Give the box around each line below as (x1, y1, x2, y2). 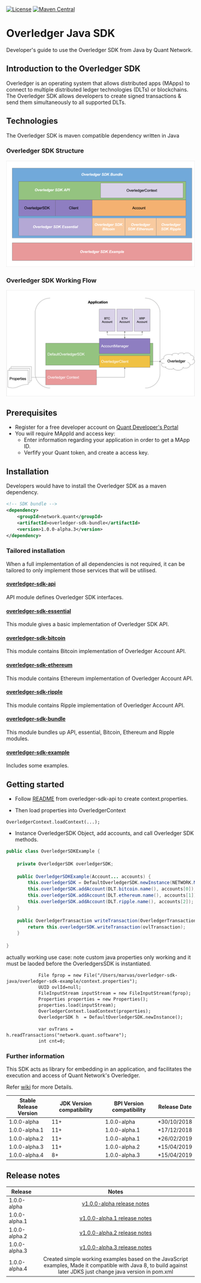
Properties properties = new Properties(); (38, 996, 148, 1002)
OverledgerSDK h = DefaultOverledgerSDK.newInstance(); (38, 1014, 184, 1020)
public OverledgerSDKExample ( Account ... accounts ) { (17, 873, 151, 879)
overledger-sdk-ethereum (6, 662, 73, 669)
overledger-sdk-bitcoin (6, 634, 66, 641)
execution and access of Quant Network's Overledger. (6, 1072, 141, 1079)
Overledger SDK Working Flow (6, 276, 97, 284)
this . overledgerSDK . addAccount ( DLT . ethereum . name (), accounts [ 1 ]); (28, 892, 199, 898)
